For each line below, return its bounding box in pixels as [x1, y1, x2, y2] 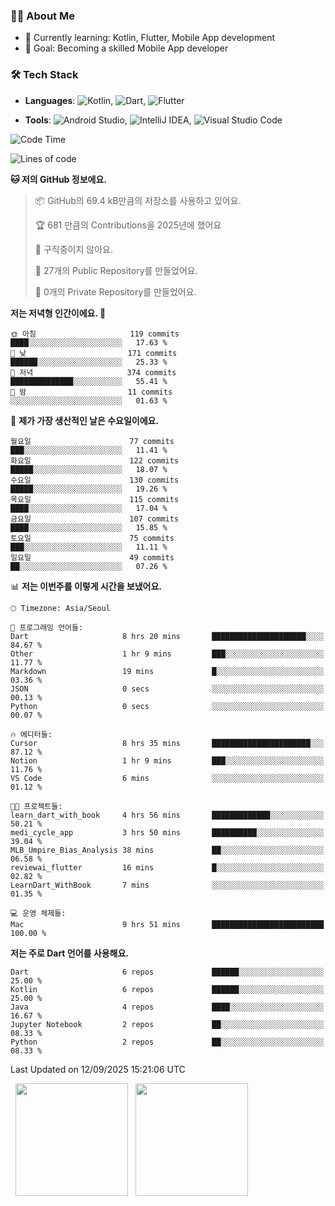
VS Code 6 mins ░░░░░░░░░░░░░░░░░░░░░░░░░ [10, 773, 325, 783]
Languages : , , [24, 94, 147, 106]
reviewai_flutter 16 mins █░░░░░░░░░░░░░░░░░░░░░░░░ [10, 862, 325, 873]
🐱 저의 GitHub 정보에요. [10, 173, 107, 185]
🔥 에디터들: [10, 729, 53, 739]
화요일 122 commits [10, 455, 180, 466]
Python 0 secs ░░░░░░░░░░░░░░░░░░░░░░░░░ [10, 701, 325, 711]
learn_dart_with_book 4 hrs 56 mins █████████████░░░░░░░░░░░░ [10, 810, 325, 820]
